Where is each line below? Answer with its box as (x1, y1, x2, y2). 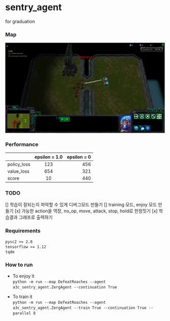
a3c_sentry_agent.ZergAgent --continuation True (12, 284, 117, 290)
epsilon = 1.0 (34, 154, 63, 160)
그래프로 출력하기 (18, 214, 53, 220)
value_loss (7, 168, 29, 174)
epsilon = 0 (66, 154, 91, 160)
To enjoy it (12, 273, 34, 279)
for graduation (5, 18, 35, 24)
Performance (5, 141, 39, 148)
